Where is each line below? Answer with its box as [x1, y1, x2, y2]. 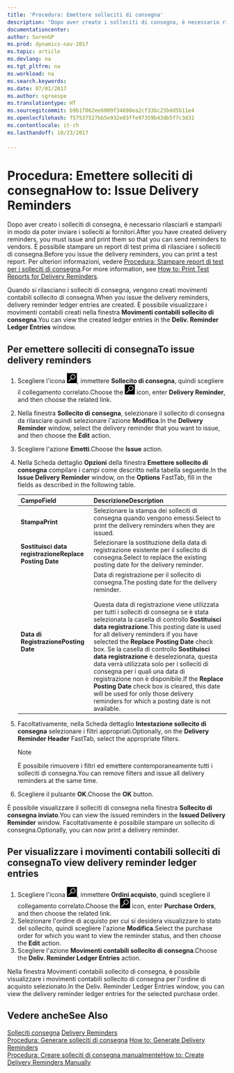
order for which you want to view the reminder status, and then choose [17, 931, 221, 939]
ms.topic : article [7, 48, 61, 55]
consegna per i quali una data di [93, 667, 185, 675]
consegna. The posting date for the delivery [93, 577, 217, 586]
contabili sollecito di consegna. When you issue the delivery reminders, [7, 294, 210, 302]
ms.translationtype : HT [7, 100, 77, 107]
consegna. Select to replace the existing [93, 553, 207, 562]
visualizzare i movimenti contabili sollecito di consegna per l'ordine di [7, 974, 207, 983]
